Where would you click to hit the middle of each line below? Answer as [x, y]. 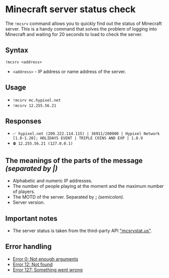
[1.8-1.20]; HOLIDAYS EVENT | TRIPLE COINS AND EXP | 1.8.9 [78, 138]
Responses [23, 121]
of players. [24, 191]
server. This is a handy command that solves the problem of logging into [81, 29]
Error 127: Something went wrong [48, 270]
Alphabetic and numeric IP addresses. [52, 181]
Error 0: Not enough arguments [45, 259]
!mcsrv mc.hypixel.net [37, 100]
